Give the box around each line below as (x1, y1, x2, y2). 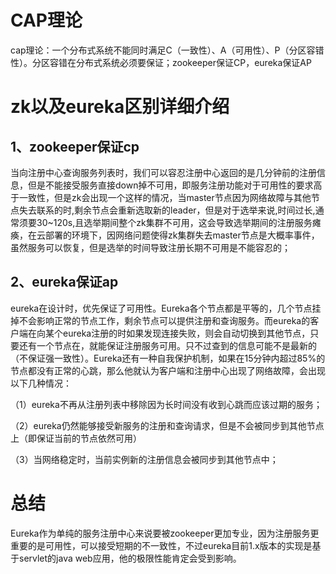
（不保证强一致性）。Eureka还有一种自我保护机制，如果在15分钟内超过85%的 (10, 352, 326, 364)
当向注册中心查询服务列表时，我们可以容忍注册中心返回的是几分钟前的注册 (10, 166, 317, 178)
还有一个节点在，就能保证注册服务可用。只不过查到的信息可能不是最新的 (18, 339, 317, 351)
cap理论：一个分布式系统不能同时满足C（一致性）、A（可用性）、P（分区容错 (10, 44, 325, 56)
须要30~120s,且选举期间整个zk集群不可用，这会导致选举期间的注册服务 (18, 216, 313, 228)
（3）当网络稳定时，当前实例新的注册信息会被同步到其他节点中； (10, 453, 279, 465)
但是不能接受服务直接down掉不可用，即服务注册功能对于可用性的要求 (27, 179, 314, 191)
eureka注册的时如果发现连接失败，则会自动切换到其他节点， (62, 327, 311, 339)
